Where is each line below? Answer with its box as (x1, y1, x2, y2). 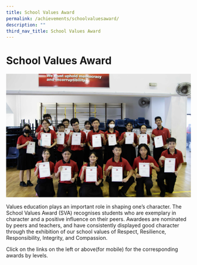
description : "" (6, 22, 46, 28)
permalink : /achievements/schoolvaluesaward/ (6, 15, 119, 22)
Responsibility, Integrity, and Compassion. (6, 234, 108, 241)
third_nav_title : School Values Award (6, 28, 101, 34)
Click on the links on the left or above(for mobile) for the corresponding (6, 246, 178, 253)
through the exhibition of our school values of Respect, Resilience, (6, 228, 167, 235)
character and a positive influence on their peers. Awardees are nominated (6, 215, 186, 223)
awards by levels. (6, 251, 49, 259)
